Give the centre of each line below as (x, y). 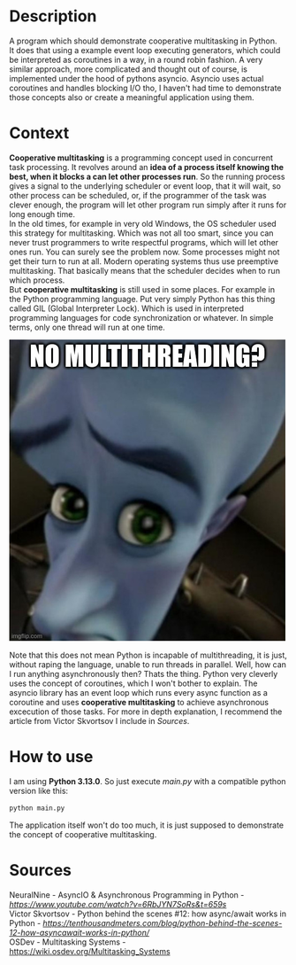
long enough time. (42, 214)
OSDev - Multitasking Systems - (68, 942)
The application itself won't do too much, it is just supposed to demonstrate (147, 825)
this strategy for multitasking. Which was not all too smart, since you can (141, 233)
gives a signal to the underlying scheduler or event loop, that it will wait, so (145, 186)
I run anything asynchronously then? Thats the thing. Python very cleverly (144, 673)
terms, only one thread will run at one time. (87, 327)
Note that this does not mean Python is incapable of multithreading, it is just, (148, 655)
